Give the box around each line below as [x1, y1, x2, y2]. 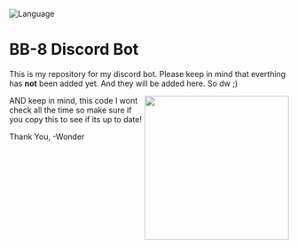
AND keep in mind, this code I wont [9, 95, 138, 105]
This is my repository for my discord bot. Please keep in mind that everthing [9, 68, 286, 79]
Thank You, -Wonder [9, 131, 85, 142]
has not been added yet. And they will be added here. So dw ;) [9, 78, 239, 89]
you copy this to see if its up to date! [9, 113, 143, 124]
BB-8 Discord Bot [9, 40, 139, 59]
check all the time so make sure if [9, 105, 132, 115]
